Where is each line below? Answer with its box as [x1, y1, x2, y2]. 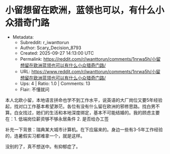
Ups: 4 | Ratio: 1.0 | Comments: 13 [20, 80, 91, 86]
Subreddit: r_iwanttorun [20, 39, 70, 45]
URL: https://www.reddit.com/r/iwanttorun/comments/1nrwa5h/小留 [20, 68, 160, 74]
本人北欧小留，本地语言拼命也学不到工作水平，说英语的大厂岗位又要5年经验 [5, 97, 163, 103]
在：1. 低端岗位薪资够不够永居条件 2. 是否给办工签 [5, 116, 109, 122]
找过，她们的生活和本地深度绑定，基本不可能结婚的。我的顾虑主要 [22, 109, 160, 115]
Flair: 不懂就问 [20, 86, 49, 92]
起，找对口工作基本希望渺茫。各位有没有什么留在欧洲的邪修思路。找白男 [5, 103, 155, 109]
